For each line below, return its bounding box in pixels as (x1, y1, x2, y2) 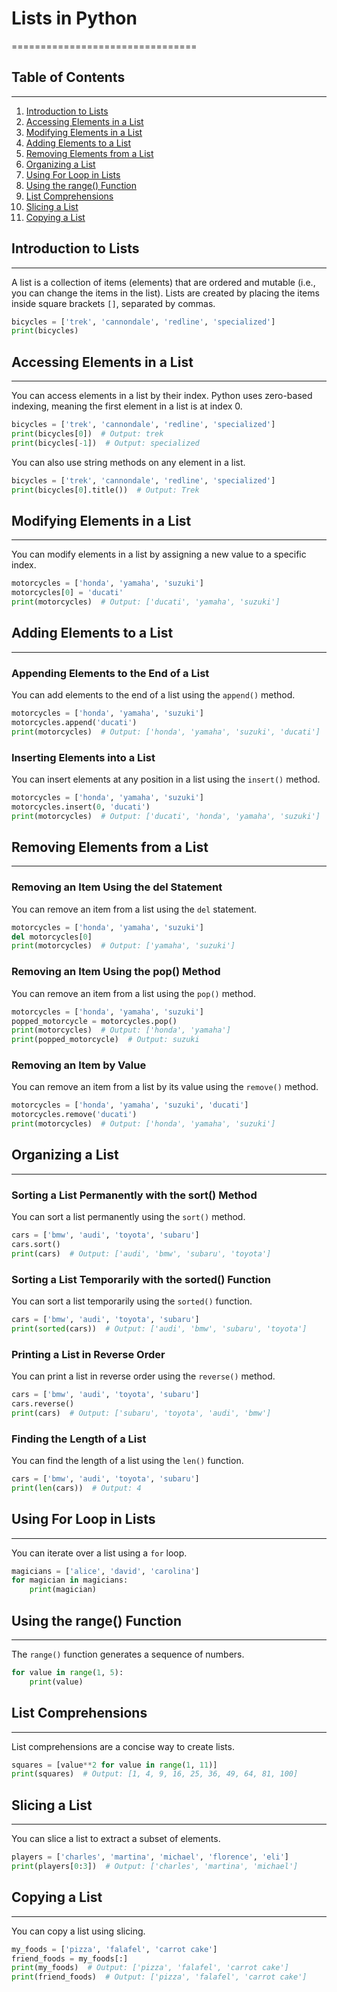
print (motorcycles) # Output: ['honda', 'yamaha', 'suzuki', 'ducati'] (11, 727, 321, 737)
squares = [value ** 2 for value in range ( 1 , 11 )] (11, 1760, 218, 1770)
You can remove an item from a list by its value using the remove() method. (11, 1081, 319, 1093)
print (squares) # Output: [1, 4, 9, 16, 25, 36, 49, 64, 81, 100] (11, 1769, 299, 1779)
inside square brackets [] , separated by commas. (11, 297, 216, 309)
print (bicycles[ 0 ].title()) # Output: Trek (11, 485, 200, 495)
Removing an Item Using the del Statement (11, 880, 223, 894)
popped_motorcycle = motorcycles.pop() (11, 1016, 178, 1026)
